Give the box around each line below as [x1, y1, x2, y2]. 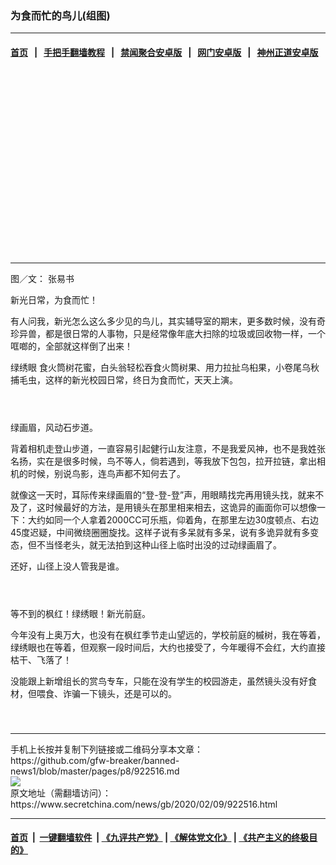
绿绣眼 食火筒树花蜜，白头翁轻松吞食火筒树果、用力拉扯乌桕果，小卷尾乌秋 [10, 361, 320, 373]
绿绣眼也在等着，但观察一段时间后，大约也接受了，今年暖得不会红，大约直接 [10, 641, 326, 653]
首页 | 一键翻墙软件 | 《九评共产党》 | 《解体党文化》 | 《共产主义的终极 [10, 832, 310, 844]
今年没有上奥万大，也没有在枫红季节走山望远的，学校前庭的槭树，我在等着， [10, 628, 326, 641]
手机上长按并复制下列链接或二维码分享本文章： [10, 743, 203, 755]
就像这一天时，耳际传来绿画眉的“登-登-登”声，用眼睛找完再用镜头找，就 [10, 488, 307, 501]
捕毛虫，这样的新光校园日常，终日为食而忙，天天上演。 [10, 373, 238, 386]
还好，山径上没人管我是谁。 [10, 560, 125, 572]
